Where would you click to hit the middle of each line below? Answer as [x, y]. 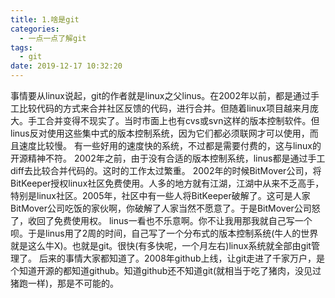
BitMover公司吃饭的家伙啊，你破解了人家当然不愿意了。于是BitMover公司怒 [165, 208]
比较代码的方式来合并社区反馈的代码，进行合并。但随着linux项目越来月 [164, 108]
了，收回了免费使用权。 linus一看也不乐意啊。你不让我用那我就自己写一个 [161, 220]
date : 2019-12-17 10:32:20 [66, 66]
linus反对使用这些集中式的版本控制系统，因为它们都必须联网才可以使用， [160, 133]
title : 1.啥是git [45, 19]
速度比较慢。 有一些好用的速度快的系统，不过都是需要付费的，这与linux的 [170, 145]
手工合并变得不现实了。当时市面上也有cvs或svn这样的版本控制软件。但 [173, 120]
